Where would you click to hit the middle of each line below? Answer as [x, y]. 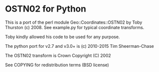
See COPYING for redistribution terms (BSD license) [57, 65]
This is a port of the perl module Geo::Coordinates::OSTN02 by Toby [74, 22]
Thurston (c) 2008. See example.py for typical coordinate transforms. [75, 27]
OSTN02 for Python [46, 9]
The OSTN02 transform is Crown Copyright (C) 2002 [58, 55]
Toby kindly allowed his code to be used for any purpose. [62, 37]
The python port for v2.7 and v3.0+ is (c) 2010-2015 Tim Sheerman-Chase [79, 46]
